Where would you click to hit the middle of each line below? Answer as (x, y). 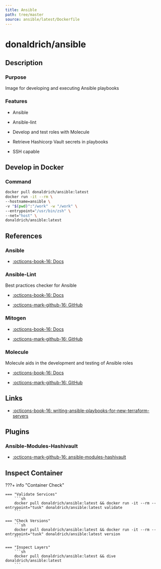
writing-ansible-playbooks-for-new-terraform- (101, 410)
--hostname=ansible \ (28, 201)
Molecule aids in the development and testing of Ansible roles (69, 363)
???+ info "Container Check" (35, 485)
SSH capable (26, 151)
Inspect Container (34, 473)
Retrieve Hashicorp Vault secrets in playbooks (60, 141)
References (24, 236)
